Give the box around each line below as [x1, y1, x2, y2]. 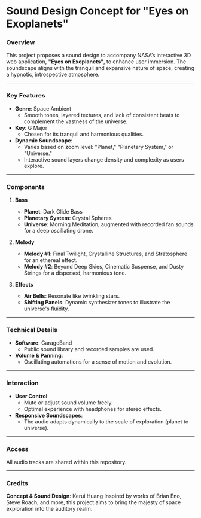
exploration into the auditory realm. [6, 505, 93, 513]
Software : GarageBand [14, 339, 72, 346]
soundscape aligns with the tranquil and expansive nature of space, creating [6, 65, 195, 72]
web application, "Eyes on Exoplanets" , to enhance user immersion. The [6, 58, 187, 65]
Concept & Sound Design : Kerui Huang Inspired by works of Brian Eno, [6, 492, 182, 500]
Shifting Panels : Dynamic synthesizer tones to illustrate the [23, 299, 170, 306]
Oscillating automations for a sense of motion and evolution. [23, 358, 172, 365]
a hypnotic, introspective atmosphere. [6, 71, 100, 78]
